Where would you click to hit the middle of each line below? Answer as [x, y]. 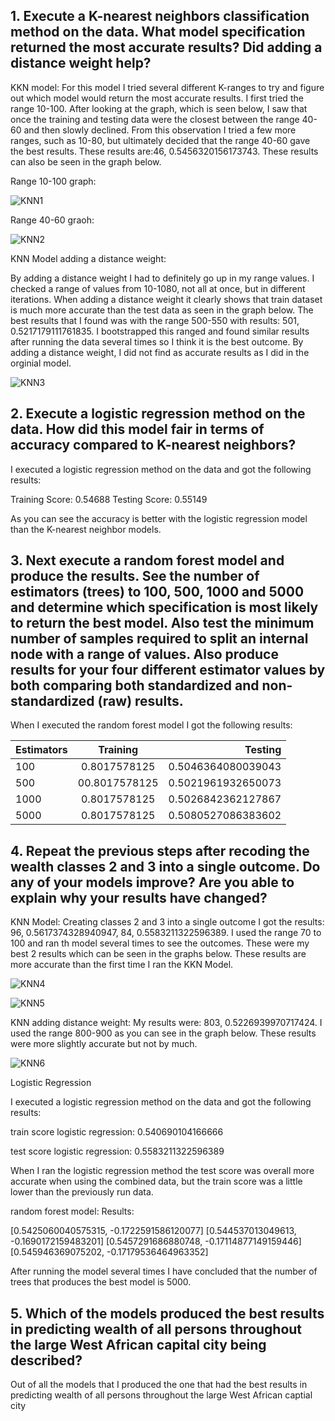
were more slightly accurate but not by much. [104, 1044]
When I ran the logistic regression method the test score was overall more [162, 1171]
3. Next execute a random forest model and [147, 560]
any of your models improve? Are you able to [152, 882]
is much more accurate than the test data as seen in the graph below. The [162, 310]
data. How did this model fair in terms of [137, 429]
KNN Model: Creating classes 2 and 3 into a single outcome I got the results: [167, 922]
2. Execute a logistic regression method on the [158, 414]
